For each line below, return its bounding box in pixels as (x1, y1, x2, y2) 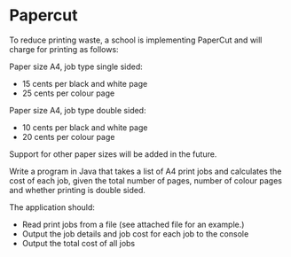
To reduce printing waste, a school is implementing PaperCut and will (9, 35, 263, 45)
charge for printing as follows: (9, 43, 119, 54)
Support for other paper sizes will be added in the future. (9, 148, 217, 160)
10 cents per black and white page (21, 121, 148, 133)
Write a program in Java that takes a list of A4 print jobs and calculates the (9, 166, 282, 176)
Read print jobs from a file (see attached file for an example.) (21, 219, 245, 230)
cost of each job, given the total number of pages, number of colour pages (9, 175, 282, 186)
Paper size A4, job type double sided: (9, 105, 146, 115)
